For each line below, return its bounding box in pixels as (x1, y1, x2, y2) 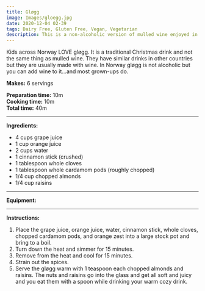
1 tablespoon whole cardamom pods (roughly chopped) (15, 166, 155, 174)
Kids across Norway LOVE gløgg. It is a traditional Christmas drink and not (6, 48, 193, 56)
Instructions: (6, 214, 40, 221)
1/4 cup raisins (15, 179, 52, 187)
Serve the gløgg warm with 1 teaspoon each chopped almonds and (15, 265, 184, 272)
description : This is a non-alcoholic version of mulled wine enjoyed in (6, 32, 198, 38)
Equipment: (6, 196, 37, 204)
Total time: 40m (6, 104, 48, 112)
